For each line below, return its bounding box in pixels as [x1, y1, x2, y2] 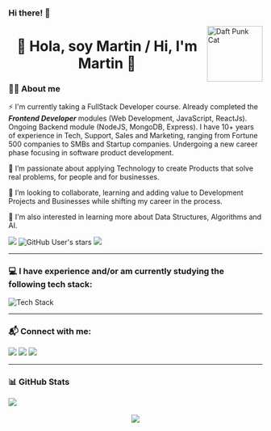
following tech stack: [8, 279, 93, 290]
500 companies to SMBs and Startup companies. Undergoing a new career [8, 139, 258, 149]
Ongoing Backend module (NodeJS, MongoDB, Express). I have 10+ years [8, 122, 254, 132]
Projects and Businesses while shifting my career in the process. [8, 196, 223, 206]
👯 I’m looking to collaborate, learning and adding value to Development [8, 188, 244, 197]
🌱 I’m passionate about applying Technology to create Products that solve [8, 163, 254, 173]
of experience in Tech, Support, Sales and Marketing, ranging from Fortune [8, 131, 258, 141]
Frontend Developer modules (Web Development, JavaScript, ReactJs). [8, 113, 248, 124]
